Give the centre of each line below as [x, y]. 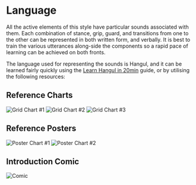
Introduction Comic [43, 161]
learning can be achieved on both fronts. [56, 52]
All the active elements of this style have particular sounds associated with [97, 27]
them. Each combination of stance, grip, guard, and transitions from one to [97, 33]
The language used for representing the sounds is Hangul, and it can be [94, 64]
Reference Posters [41, 129]
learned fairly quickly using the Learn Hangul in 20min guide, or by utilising [98, 70]
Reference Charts [39, 95]
